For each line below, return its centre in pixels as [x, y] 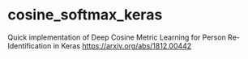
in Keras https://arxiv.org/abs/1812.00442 [122, 45]
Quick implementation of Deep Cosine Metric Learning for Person [117, 37]
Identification [30, 45]
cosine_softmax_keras [85, 15]
